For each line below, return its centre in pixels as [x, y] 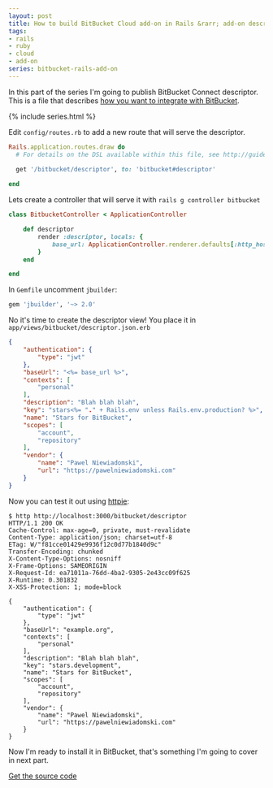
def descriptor [49, 229]
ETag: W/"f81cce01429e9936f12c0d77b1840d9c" [85, 544]
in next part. [28, 760]
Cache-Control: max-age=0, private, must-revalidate [100, 530]
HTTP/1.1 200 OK [36, 523]
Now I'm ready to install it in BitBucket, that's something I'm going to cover [133, 751]
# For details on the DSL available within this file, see [118, 154]
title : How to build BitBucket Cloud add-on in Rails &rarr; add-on [127, 24]
